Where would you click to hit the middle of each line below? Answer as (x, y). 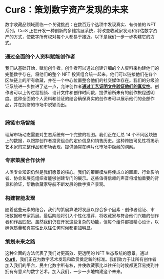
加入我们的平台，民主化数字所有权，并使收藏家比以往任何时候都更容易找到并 (82, 265)
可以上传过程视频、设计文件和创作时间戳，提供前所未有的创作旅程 (80, 93)
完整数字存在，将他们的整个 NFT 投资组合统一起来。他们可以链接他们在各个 (81, 74)
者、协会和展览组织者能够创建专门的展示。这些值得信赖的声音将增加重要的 (80, 178)
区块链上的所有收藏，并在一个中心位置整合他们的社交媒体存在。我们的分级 (80, 80)
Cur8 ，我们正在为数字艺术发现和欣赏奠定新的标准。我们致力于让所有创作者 (81, 259)
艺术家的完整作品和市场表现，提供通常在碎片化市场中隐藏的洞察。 (71, 146)
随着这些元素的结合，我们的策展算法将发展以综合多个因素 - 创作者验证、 (78, 210)
